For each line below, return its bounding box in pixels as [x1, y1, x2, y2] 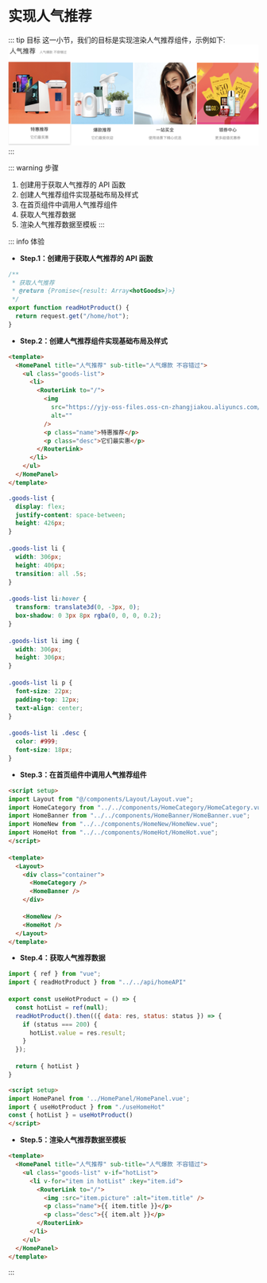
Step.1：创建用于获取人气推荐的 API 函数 [19, 253, 153, 263]
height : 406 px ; [15, 561, 66, 569]
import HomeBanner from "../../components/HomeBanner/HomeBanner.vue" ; [8, 812, 250, 820]
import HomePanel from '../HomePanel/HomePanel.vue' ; [8, 1094, 191, 1102]
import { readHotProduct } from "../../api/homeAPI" [8, 978, 187, 987]
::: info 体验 [8, 236, 45, 246]
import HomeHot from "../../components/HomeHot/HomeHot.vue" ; [8, 829, 219, 836]
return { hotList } [15, 1063, 80, 1070]
